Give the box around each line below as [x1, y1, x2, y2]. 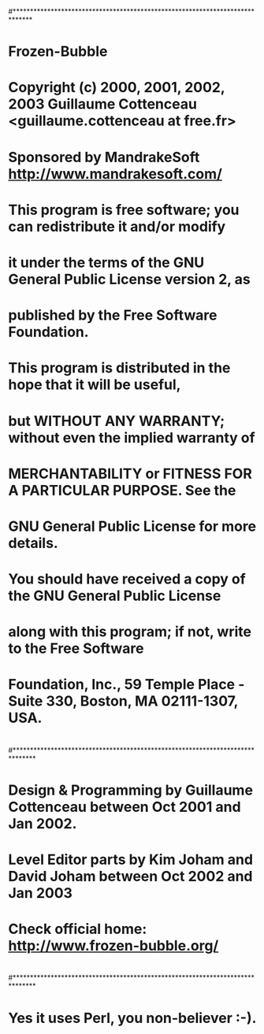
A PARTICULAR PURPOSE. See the [8, 481, 236, 499]
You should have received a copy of [8, 570, 246, 588]
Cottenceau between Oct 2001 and [8, 798, 242, 816]
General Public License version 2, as [8, 270, 251, 288]
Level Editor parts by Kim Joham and [8, 851, 254, 869]
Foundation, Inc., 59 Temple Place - [8, 676, 245, 694]
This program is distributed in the [8, 359, 231, 377]
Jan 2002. [8, 814, 77, 832]
